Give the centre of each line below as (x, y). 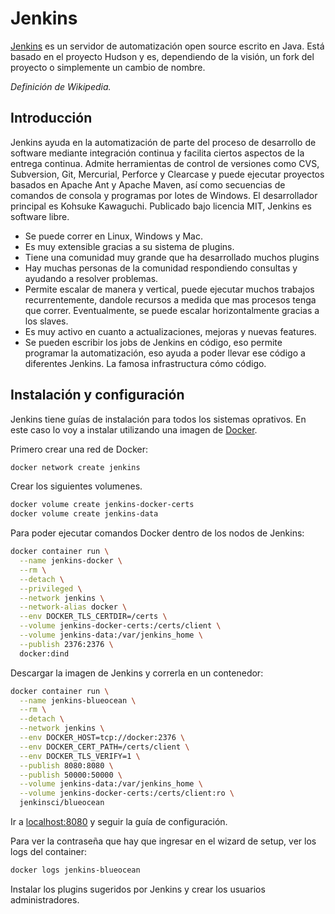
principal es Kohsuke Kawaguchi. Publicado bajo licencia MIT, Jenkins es (161, 206)
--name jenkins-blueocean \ (78, 700)
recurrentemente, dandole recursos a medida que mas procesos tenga (170, 299)
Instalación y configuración (97, 395)
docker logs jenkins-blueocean (75, 870)
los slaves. (46, 321)
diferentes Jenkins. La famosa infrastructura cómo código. (145, 363)
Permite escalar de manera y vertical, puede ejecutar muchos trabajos (169, 289)
